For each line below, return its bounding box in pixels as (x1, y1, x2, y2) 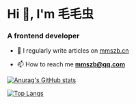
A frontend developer (7, 31, 80, 41)
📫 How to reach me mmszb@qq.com (16, 60, 125, 68)
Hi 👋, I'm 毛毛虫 (7, 6, 94, 22)
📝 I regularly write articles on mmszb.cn (16, 47, 129, 55)
